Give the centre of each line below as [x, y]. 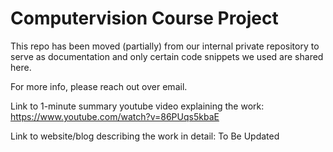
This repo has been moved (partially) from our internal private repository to [165, 46]
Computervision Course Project [144, 18]
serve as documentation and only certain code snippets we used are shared [167, 56]
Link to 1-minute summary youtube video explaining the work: [137, 106]
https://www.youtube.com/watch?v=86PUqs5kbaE [115, 116]
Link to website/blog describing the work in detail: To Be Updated [145, 136]
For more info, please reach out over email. [99, 86]
